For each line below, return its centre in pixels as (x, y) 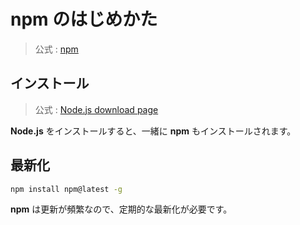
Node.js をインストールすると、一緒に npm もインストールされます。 (153, 131)
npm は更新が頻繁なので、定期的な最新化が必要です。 (121, 209)
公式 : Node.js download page (96, 109)
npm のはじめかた (84, 19)
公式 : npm (56, 49)
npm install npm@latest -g (66, 189)
